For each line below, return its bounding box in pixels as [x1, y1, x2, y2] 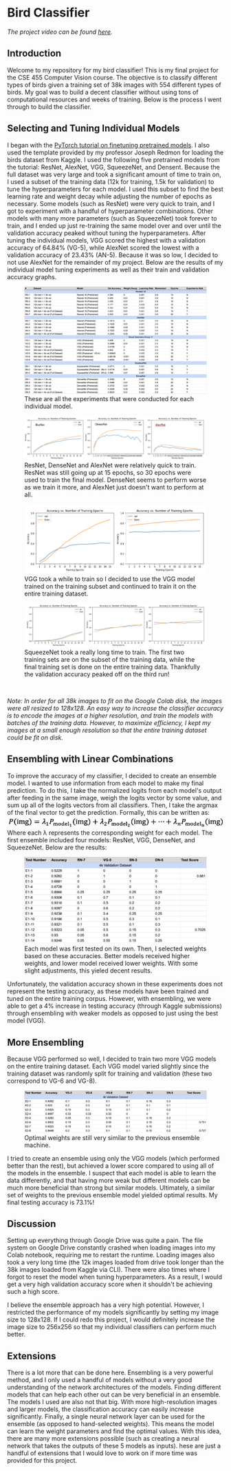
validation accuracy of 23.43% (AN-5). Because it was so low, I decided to [7, 250, 219, 259]
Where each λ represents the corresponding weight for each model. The [7, 829, 213, 837]
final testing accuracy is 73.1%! [7, 1198, 95, 1206]
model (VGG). [7, 1017, 46, 1025]
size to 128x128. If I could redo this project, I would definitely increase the [7, 1315, 215, 1324]
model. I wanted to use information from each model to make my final [7, 779, 204, 787]
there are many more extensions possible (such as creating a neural [7, 1434, 199, 1443]
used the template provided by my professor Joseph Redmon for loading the [7, 148, 224, 156]
